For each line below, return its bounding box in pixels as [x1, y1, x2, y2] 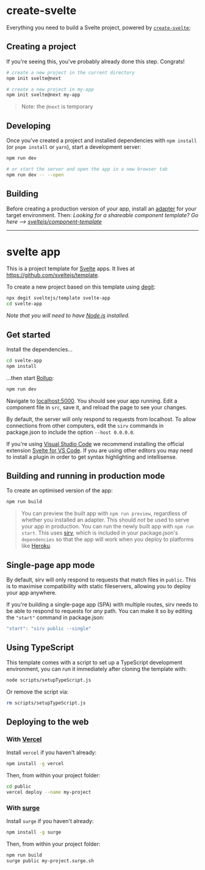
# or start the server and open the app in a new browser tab [6, 166, 168, 172]
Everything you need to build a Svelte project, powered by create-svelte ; [6, 24, 191, 31]
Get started [6, 329, 51, 340]
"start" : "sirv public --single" [6, 626, 92, 632]
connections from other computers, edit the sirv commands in [6, 422, 164, 429]
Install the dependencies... [6, 346, 73, 353]
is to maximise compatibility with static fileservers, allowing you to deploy [6, 583, 191, 590]
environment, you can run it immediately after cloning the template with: [6, 665, 187, 672]
